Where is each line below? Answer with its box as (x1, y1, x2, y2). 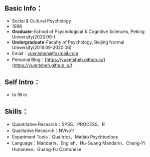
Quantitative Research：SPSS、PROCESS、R (11, 121, 105, 127)
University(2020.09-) (11, 33, 56, 39)
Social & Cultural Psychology (11, 17, 71, 23)
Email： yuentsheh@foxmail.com (11, 50, 78, 56)
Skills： (4, 107, 28, 116)
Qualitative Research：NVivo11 (11, 127, 75, 133)
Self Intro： (4, 78, 40, 86)
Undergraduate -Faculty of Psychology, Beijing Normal (11, 39, 125, 45)
